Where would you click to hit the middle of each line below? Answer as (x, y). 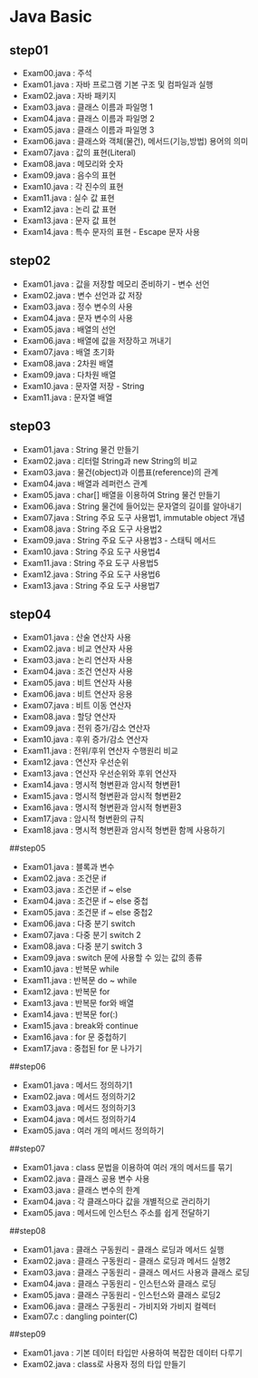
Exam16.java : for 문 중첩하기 (74, 1037)
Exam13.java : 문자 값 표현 (69, 220)
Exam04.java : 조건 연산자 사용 (78, 671)
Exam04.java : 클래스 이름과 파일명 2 (89, 118)
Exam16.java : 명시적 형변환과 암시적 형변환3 (102, 807)
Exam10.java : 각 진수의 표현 (73, 186)
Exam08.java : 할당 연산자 (69, 717)
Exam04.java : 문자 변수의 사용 (78, 318)
